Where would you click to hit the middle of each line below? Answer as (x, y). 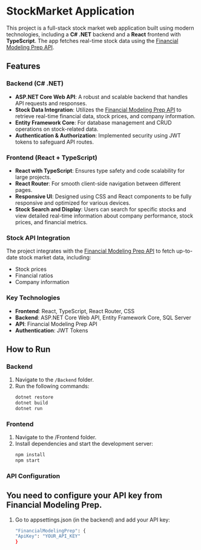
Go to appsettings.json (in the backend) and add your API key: (93, 520)
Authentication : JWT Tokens (51, 330)
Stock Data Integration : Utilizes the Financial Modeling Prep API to (98, 110)
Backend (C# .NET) (35, 84)
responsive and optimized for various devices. (73, 203)
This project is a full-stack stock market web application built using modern (100, 28)
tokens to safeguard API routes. (54, 142)
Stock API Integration (38, 237)
